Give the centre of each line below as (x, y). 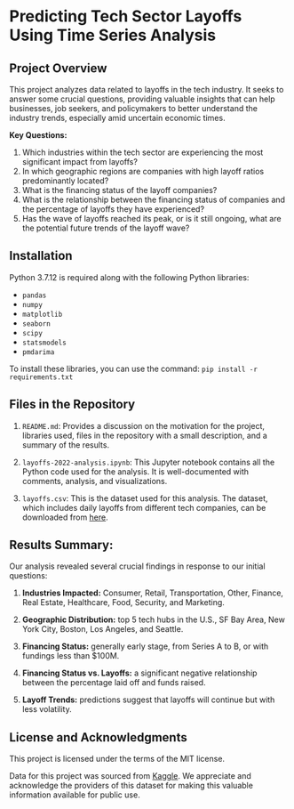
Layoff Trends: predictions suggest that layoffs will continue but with (148, 700)
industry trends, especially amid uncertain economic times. (117, 118)
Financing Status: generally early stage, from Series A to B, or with (145, 646)
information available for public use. (75, 795)
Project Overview (58, 68)
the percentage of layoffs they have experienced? (113, 209)
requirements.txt (41, 377)
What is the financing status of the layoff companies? (119, 190)
